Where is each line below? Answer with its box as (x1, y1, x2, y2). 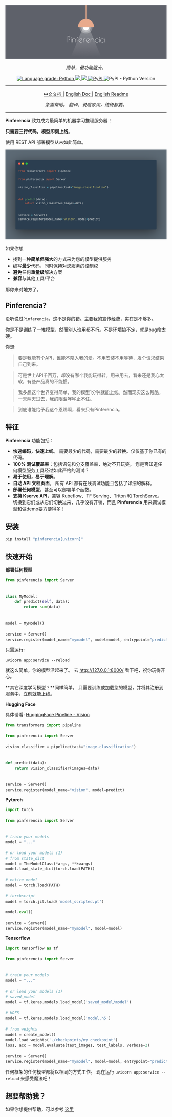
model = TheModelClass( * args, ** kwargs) (5, 861, 93, 866)
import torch (5, 807, 33, 812)
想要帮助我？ (5, 1091, 46, 1100)
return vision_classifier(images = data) (14, 765, 100, 771)
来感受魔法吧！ (20, 1075, 52, 1082)
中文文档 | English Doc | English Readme (43, 91, 129, 97)
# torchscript (5, 893, 36, 899)
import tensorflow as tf (5, 946, 58, 951)
